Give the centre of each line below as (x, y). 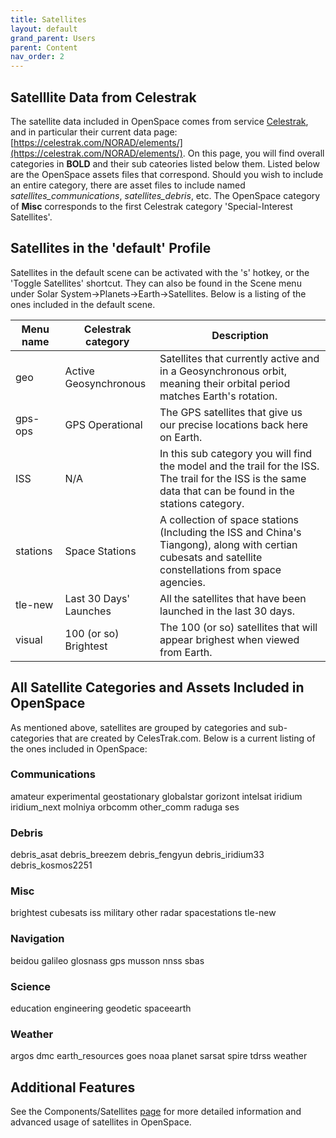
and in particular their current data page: (94, 132)
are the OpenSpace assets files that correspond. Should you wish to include (167, 174)
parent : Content (44, 47)
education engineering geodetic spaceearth (101, 1008)
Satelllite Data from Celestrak (103, 97)
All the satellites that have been (233, 598)
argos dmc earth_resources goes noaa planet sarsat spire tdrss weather (159, 1056)
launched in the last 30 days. (227, 611)
